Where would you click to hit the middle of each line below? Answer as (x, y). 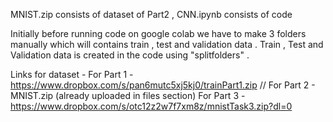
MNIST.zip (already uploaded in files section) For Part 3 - (128, 95)
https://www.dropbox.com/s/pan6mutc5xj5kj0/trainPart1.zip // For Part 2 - (163, 85)
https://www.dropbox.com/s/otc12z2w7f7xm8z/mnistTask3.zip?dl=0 (151, 106)
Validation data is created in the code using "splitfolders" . (130, 55)
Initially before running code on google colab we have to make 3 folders (158, 33)
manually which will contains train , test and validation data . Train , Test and (167, 44)
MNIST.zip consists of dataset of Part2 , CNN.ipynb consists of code (151, 14)
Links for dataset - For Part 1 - (72, 74)
